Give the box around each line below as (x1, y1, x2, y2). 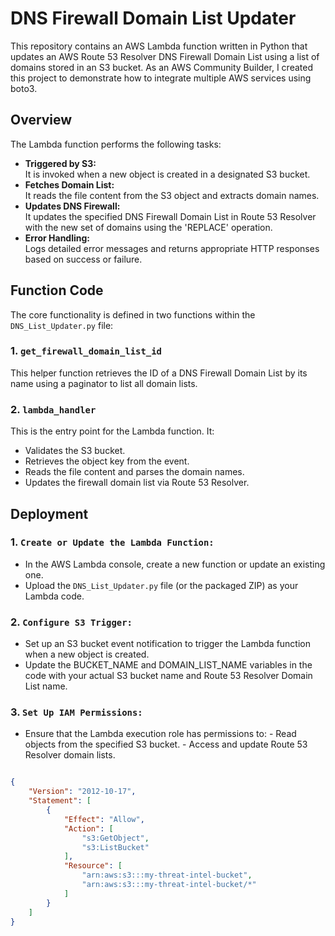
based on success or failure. (24, 253, 143, 265)
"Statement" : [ (28, 796, 92, 806)
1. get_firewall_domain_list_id (10, 344, 162, 358)
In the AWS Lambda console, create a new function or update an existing (24, 558, 326, 570)
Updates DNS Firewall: (24, 200, 121, 212)
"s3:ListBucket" (81, 842, 150, 852)
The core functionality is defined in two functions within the (10, 308, 256, 321)
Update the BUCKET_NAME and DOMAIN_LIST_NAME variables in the (24, 659, 313, 671)
